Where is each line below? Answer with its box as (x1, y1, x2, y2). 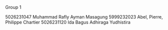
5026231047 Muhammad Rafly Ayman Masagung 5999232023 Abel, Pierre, (5, 14, 163, 19)
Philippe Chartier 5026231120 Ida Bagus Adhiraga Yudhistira (5, 19, 131, 25)
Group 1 (5, 4, 22, 10)
